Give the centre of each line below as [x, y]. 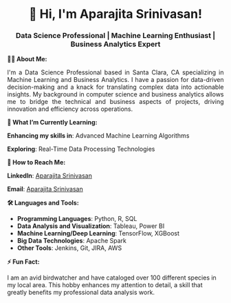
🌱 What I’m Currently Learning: [52, 123]
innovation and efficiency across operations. [70, 109]
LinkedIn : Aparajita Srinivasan [50, 176]
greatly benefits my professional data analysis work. [81, 293]
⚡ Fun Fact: [23, 262]
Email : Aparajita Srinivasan [45, 189]
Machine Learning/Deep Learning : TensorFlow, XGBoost [98, 233]
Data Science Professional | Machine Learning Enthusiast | [115, 36]
